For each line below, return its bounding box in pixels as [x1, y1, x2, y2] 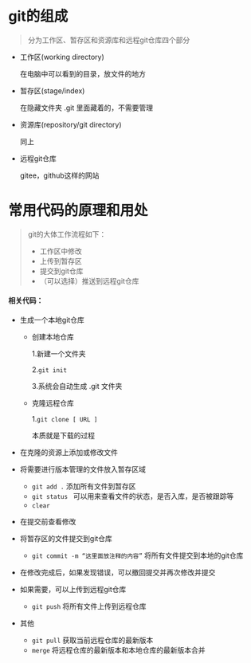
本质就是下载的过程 [31, 431, 96, 441]
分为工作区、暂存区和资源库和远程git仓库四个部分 [27, 35, 190, 45]
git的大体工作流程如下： [27, 229, 107, 239]
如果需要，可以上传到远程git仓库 [19, 585, 127, 594]
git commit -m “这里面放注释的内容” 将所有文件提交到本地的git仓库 [31, 551, 244, 560]
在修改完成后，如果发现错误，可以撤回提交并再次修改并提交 [19, 567, 216, 578]
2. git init [31, 365, 68, 375]
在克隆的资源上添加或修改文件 [19, 448, 118, 457]
